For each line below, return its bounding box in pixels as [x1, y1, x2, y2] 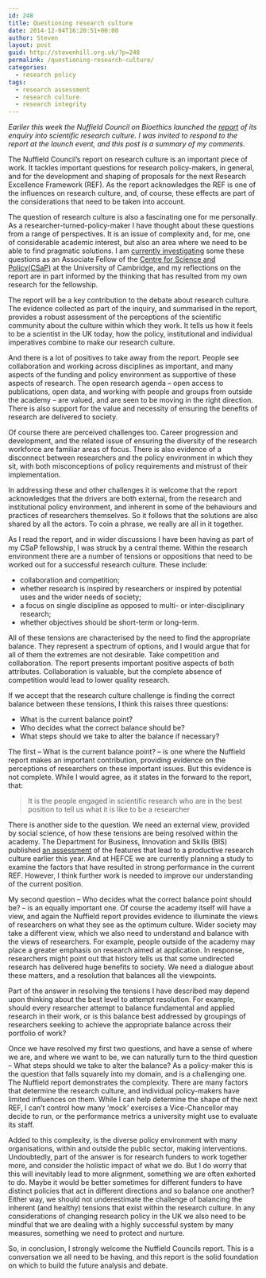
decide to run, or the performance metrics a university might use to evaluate [8, 1112, 258, 1121]
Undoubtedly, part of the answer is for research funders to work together [8, 1152, 248, 1162]
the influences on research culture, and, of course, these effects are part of [8, 189, 256, 198]
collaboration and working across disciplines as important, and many [8, 361, 233, 371]
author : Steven [8, 33, 59, 42]
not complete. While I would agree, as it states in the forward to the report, [8, 773, 252, 782]
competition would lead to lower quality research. [8, 676, 170, 685]
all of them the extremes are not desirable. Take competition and [8, 650, 220, 660]
